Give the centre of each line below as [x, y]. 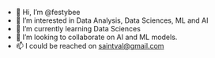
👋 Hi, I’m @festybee [48, 12]
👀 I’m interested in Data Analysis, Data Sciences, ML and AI [112, 20]
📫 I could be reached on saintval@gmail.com [90, 46]
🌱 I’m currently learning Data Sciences [78, 29]
